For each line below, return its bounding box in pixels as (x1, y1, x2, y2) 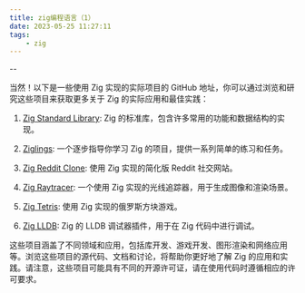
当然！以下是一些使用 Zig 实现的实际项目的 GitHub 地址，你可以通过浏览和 (9, 83, 288, 93)
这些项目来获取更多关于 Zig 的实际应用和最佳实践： (16, 93, 209, 104)
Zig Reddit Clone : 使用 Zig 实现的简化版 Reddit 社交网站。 (22, 162, 238, 173)
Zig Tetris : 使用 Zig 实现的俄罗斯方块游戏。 (22, 201, 183, 212)
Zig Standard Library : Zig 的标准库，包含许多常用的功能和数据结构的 (22, 112, 278, 123)
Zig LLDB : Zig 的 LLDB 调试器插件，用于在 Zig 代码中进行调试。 (22, 220, 260, 231)
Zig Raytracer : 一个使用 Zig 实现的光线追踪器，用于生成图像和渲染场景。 (22, 182, 293, 193)
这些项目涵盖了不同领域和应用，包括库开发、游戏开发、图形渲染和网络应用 (9, 239, 288, 250)
